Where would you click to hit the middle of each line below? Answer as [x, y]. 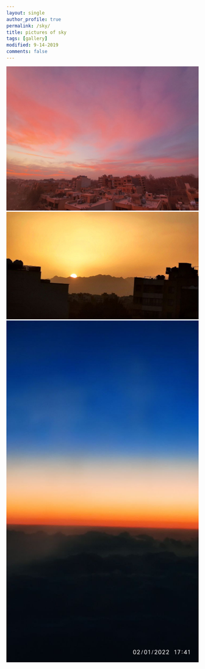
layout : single [26, 13]
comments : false [27, 52]
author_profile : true [34, 19]
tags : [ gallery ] [27, 39]
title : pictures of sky [37, 32]
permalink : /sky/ [28, 26]
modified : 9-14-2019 [33, 45]
